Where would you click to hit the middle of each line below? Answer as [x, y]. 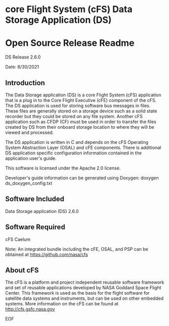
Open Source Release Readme [70, 43]
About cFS [22, 270]
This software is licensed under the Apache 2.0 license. [63, 168]
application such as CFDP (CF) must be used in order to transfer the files [81, 122]
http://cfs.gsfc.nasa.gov [30, 309]
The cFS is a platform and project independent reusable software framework [85, 282]
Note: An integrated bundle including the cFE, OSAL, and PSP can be [77, 249]
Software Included [35, 199]
